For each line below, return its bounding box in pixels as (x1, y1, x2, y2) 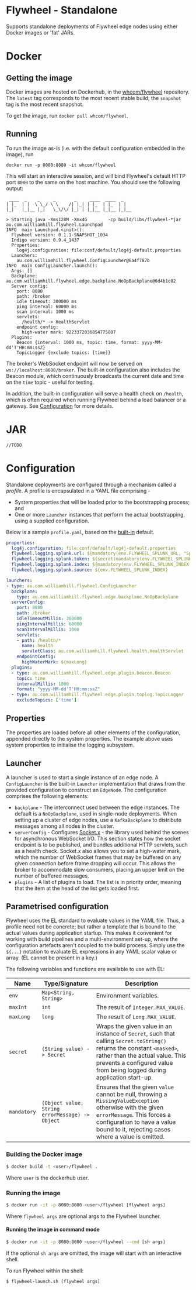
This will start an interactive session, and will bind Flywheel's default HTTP (6, 172, 185, 179)
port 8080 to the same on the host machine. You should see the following (6, 178, 180, 185)
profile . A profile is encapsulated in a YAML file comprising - (6, 487, 150, 494)
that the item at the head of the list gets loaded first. (14, 885, 140, 892)
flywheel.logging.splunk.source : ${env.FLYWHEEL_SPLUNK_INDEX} (11, 567, 168, 573)
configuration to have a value (96, 1118, 176, 1126)
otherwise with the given (96, 1103, 164, 1112)
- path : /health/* (16, 637, 61, 644)
